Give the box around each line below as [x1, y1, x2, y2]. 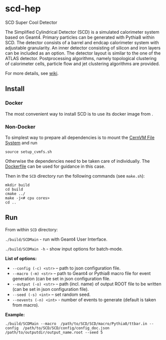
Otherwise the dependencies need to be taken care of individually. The [5, 158, 150, 164]
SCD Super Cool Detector [5, 19, 57, 25]
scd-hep [5, 3, 41, 14]
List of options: [5, 255, 37, 261]
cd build [5, 187, 23, 192]
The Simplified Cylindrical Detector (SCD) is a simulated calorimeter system [5, 29, 160, 35]
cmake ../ [5, 191, 26, 196]
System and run [5, 139, 38, 145]
